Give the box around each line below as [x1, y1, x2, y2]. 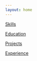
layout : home [5, 7, 32, 12]
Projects [5, 40, 22, 46]
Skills [5, 21, 16, 27]
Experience [5, 50, 29, 56]
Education [5, 30, 26, 36]
